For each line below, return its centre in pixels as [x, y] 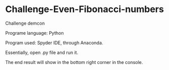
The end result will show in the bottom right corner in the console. [74, 62]
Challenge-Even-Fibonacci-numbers [84, 9]
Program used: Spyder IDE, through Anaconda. [54, 43]
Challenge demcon [25, 23]
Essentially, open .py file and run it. [42, 52]
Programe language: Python [35, 33]
